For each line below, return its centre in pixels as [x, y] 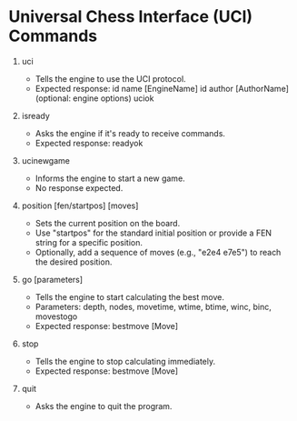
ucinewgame [45, 160]
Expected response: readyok [89, 143]
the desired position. [74, 262]
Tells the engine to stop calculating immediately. [125, 361]
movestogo [56, 316]
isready [36, 115]
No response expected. [79, 187]
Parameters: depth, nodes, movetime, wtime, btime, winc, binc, [153, 306]
